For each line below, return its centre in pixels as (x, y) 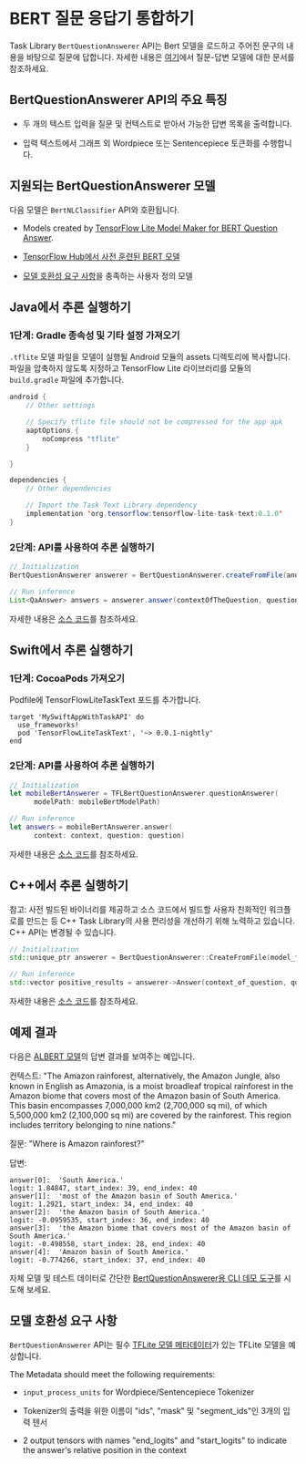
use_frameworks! (48, 726)
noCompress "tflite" (81, 438)
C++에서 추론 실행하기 (69, 886)
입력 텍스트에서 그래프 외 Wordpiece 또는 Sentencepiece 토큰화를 (142, 143)
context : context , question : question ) (109, 835)
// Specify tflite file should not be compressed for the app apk (154, 422)
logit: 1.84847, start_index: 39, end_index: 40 (103, 1188)
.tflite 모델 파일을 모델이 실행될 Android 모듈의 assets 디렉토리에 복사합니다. (150, 357)
